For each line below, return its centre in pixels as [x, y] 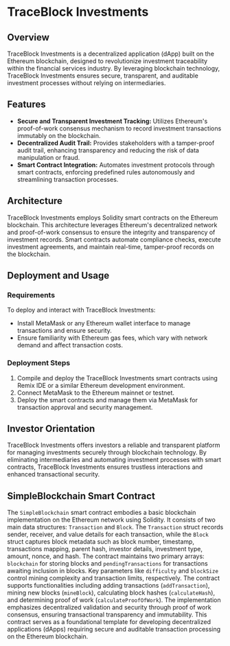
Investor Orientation [51, 429]
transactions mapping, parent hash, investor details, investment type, [105, 549]
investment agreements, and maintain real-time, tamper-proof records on [111, 246]
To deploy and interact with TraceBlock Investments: [81, 310]
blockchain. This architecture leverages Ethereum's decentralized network [112, 224]
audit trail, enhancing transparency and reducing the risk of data [108, 150]
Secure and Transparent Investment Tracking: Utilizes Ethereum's [112, 121]
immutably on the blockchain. [59, 135]
